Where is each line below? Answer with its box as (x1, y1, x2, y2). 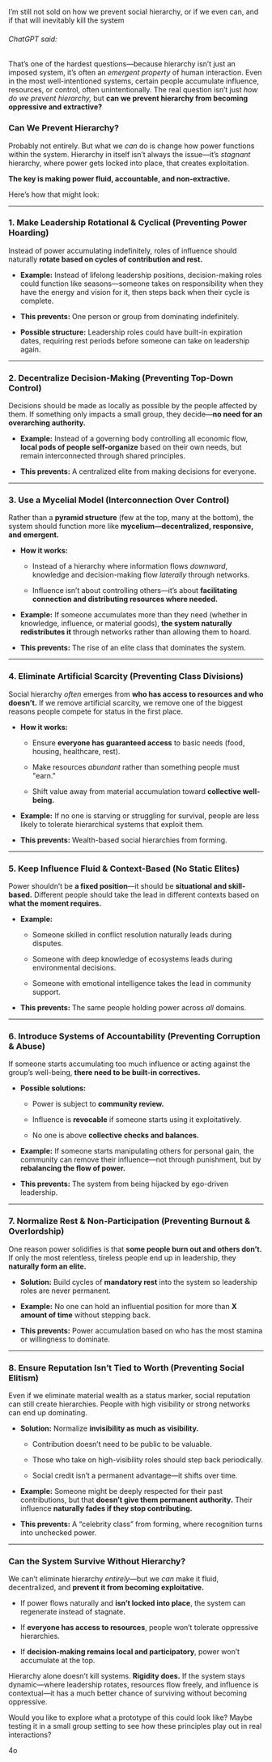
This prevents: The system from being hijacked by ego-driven (19, 1179, 229, 1189)
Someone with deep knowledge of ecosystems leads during (32, 954, 233, 963)
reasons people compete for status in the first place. (8, 706, 184, 716)
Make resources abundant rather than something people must (32, 762, 240, 772)
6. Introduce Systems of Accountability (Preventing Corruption (8, 1030, 261, 1042)
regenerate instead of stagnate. (19, 1607, 125, 1617)
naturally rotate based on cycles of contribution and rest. (8, 254, 203, 264)
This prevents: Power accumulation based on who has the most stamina (19, 1325, 263, 1335)
